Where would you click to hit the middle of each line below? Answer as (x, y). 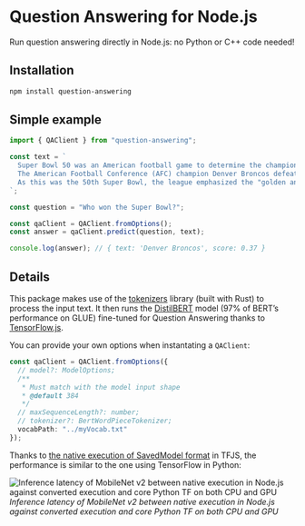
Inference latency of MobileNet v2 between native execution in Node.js (142, 501)
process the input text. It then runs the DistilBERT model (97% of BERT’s (144, 308)
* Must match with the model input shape (101, 387)
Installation (42, 70)
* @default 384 (50, 396)
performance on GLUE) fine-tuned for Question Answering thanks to (138, 318)
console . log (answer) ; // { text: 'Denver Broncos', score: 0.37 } (138, 248)
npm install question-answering (70, 91)
